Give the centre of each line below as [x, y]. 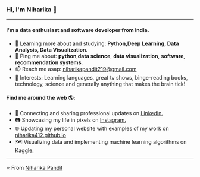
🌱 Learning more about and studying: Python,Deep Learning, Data [97, 43]
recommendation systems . [49, 62]
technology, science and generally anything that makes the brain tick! [100, 84]
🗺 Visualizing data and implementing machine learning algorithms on [101, 141]
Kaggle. [24, 150]
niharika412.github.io [40, 135]
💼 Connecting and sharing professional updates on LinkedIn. [89, 113]
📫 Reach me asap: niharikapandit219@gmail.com [76, 69]
